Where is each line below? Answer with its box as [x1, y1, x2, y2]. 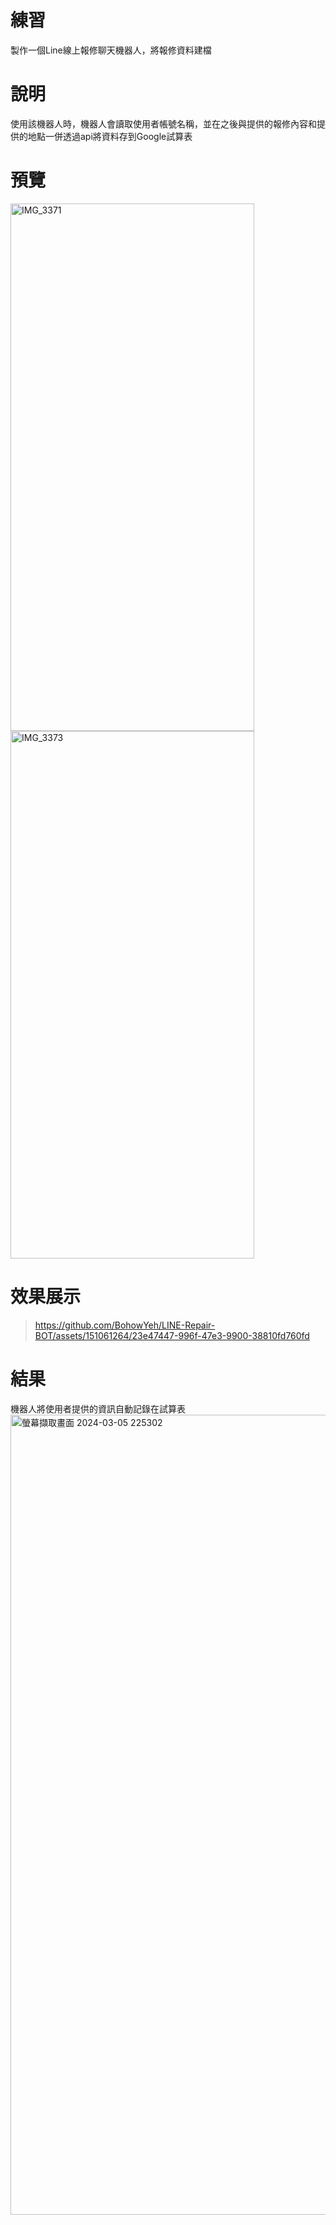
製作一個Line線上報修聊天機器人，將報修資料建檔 [10, 44, 212, 56]
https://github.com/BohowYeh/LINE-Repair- [34, 1319, 216, 1331]
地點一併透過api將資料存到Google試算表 [27, 130, 193, 142]
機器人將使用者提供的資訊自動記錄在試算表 [10, 1402, 186, 1415]
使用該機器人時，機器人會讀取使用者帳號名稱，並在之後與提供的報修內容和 [10, 117, 317, 130]
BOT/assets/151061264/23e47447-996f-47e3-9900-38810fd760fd [34, 1329, 310, 1341]
